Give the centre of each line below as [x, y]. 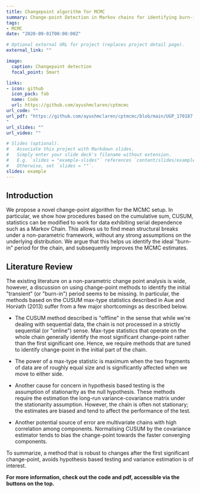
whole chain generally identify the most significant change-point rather [102, 337]
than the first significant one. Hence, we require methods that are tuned [103, 343]
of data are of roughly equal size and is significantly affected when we [101, 368]
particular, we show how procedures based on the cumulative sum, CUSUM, [100, 216]
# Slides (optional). [33, 144]
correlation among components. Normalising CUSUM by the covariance [103, 429]
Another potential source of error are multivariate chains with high [96, 423]
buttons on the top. [30, 483]
